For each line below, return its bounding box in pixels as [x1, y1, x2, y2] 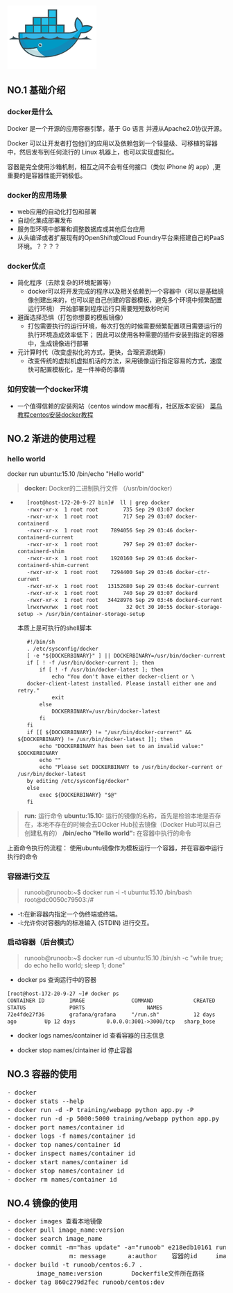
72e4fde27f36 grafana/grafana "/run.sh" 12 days [7, 1011, 216, 1018]
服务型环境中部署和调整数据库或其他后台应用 [17, 225, 146, 233]
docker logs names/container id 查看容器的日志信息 [17, 1031, 165, 1039]
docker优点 [7, 261, 46, 271]
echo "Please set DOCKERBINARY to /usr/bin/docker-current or [39, 764, 223, 771]
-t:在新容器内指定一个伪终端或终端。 [17, 910, 121, 918]
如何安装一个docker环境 [7, 385, 89, 395]
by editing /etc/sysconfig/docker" [26, 778, 130, 785]
